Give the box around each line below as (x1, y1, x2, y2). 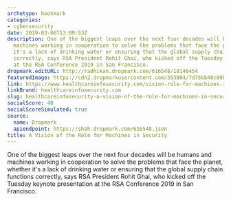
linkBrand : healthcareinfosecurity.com (7, 87, 122, 94)
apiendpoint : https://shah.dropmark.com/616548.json (13, 125, 168, 132)
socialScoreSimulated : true (7, 106, 88, 113)
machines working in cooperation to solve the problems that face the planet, (7, 158, 223, 166)
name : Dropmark (13, 118, 57, 126)
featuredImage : (7, 74, 51, 81)
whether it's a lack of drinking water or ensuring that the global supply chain (7, 165, 223, 173)
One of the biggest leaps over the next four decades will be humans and (7, 151, 212, 159)
